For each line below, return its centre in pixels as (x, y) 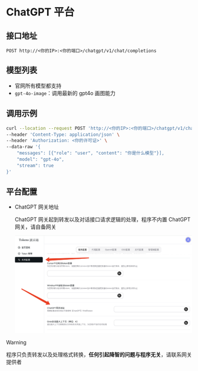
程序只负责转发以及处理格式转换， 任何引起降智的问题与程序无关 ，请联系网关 (99, 354)
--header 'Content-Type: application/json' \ (63, 134)
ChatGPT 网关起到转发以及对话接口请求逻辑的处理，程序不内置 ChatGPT (103, 220)
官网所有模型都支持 (38, 86)
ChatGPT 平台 (40, 12)
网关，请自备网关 (35, 227)
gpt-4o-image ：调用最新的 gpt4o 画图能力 (65, 93)
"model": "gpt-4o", (41, 160)
